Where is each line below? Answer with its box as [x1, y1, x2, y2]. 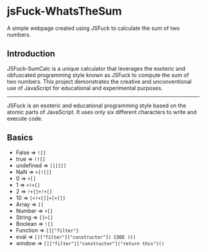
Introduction [7, 49, 56, 59]
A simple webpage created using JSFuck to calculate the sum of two [7, 24, 180, 32]
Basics [7, 132, 33, 143]
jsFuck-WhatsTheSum [7, 4, 122, 18]
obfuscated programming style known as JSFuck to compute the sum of [7, 71, 189, 79]
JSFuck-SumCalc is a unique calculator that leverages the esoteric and [7, 65, 186, 72]
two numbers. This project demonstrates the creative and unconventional [7, 77, 192, 85]
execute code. [7, 115, 43, 122]
